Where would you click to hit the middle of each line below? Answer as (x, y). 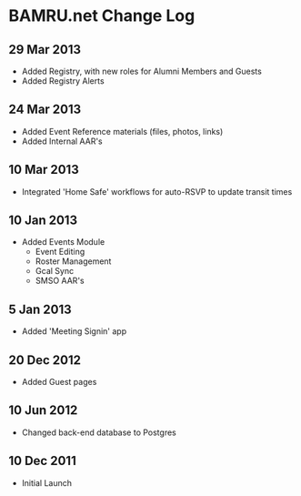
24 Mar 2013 (45, 110)
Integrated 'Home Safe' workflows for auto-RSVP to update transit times (157, 191)
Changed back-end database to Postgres (99, 432)
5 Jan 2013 (40, 309)
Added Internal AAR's (62, 141)
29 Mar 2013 (45, 50)
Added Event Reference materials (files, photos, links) (122, 131)
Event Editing (60, 252)
